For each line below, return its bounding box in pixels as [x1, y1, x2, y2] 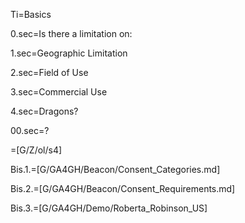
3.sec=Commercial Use [10, 86, 108, 98]
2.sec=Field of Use [10, 67, 89, 78]
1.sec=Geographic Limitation [10, 47, 128, 59]
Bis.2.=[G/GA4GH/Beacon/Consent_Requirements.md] [10, 183, 236, 194]
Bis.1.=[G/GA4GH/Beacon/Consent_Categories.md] [10, 164, 221, 175]
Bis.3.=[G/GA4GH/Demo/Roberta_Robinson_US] [10, 202, 208, 214]
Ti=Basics [10, 9, 52, 20]
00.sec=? [10, 125, 50, 136]
